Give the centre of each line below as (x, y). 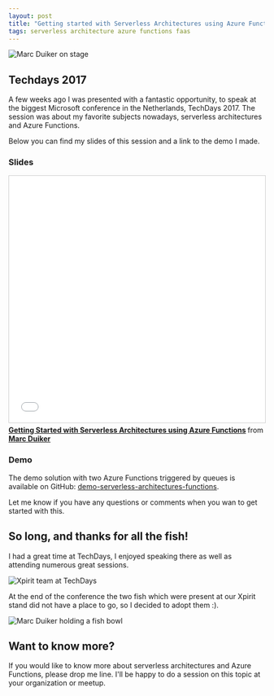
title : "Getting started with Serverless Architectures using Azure (127, 24)
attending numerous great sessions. (69, 565)
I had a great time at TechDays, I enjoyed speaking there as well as (120, 556)
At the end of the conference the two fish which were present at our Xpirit (132, 596)
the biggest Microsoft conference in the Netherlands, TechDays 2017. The (132, 108)
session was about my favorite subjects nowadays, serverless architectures (135, 117)
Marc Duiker (30, 439)
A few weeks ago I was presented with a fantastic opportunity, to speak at (133, 99)
